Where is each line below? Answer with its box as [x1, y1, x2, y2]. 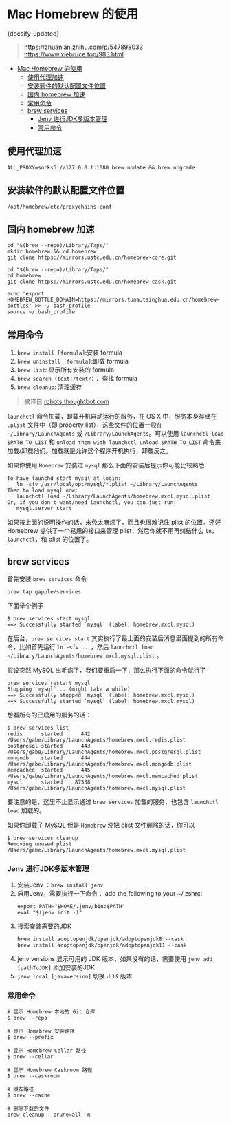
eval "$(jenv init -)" [16, 910, 82, 916]
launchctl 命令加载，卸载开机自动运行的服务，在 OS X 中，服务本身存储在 [7, 412, 217, 421]
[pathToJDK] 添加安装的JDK [16, 963, 95, 971]
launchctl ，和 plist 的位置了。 [7, 535, 93, 544]
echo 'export [7, 291, 45, 297]
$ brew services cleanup [7, 834, 78, 841]
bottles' [7, 302, 32, 310]
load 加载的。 [7, 806, 46, 814]
